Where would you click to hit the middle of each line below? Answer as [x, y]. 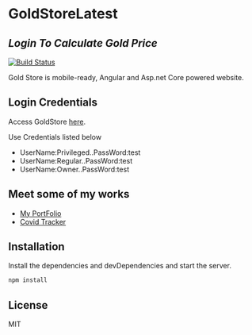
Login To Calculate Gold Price [83, 43]
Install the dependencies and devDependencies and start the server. [120, 266]
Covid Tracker [43, 221]
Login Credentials [53, 103]
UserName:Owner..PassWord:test [74, 169]
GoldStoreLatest [63, 14]
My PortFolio [40, 213]
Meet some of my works [69, 194]
